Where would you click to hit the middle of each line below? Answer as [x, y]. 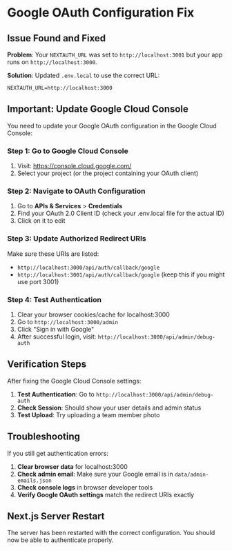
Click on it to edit [41, 221]
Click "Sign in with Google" [56, 329]
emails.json [34, 481]
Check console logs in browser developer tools [85, 487]
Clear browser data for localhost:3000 [72, 466]
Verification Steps [47, 364]
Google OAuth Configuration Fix [101, 13]
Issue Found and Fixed [56, 38]
